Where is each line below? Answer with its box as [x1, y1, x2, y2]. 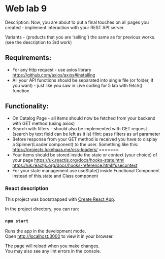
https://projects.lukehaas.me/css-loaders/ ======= [12, 147, 119, 152]
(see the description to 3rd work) [5, 39, 72, 45]
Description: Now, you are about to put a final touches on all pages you [5, 19, 149, 25]
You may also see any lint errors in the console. [5, 248, 101, 254]
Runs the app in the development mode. [5, 228, 86, 234]
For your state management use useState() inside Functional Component [12, 167, 160, 173]
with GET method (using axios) [12, 120, 75, 126]
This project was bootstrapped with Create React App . [5, 196, 116, 202]
